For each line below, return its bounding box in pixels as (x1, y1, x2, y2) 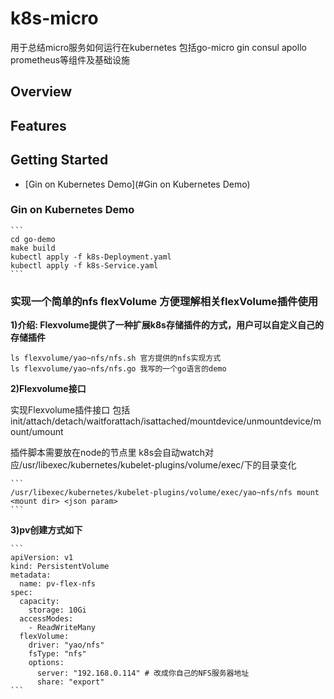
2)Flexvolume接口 (10, 383, 87, 395)
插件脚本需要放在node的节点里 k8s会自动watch (10, 447, 206, 459)
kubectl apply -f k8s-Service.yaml (10, 260, 159, 271)
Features (10, 117, 67, 134)
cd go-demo (10, 234, 56, 244)
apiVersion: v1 (10, 553, 74, 563)
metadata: (10, 570, 52, 581)
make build (10, 243, 56, 253)
